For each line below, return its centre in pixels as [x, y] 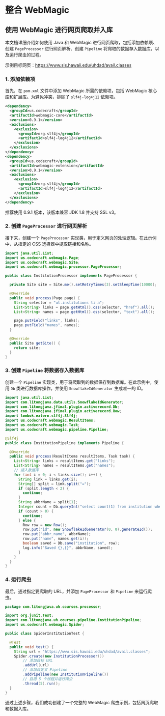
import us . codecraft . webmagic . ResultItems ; [50, 421]
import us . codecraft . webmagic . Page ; [42, 258]
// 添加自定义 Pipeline [45, 670]
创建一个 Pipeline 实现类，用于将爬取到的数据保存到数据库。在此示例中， [80, 382]
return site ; [27, 348]
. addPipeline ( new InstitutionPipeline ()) [66, 674]
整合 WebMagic [37, 10]
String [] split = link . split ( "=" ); [55, 484]
